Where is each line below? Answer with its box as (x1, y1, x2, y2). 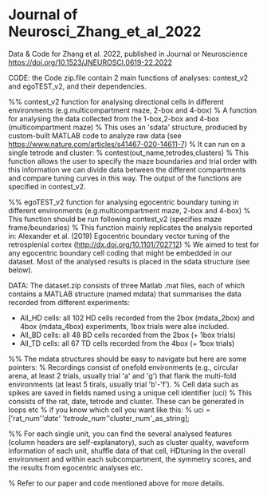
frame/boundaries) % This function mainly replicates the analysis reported (8, 222, 253, 232)
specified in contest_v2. (8, 181, 86, 191)
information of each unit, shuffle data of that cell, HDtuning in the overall (8, 446, 245, 455)
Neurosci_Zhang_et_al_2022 (8, 22, 202, 41)
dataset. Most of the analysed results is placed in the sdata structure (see (8, 256, 250, 266)
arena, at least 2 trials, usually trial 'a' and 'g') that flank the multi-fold (8, 371, 237, 380)
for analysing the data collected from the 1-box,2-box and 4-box (8, 113, 220, 123)
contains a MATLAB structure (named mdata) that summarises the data (8, 289, 241, 299)
